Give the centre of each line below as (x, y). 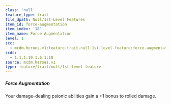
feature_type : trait (27, 15)
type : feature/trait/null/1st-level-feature (53, 67)
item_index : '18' (24, 29)
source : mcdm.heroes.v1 (31, 62)
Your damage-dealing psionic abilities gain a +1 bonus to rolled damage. (81, 96)
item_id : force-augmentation (36, 24)
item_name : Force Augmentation (38, 34)
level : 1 (15, 39)
